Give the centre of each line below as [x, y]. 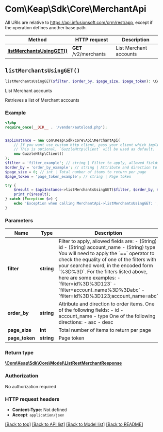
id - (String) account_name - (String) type [107, 247]
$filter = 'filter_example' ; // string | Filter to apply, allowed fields [82, 163]
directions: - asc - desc [86, 322]
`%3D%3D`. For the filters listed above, [103, 272]
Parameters [19, 220]
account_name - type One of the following [107, 316]
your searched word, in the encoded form [106, 265]
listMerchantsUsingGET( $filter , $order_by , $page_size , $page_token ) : [78, 81]
